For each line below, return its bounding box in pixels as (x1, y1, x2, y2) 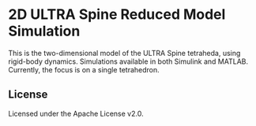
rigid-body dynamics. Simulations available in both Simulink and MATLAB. (8, 57, 249, 66)
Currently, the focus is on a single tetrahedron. (8, 65, 160, 74)
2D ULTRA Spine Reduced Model (8, 6, 226, 24)
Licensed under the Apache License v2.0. (8, 109, 144, 118)
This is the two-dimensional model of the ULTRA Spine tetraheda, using (8, 48, 241, 57)
